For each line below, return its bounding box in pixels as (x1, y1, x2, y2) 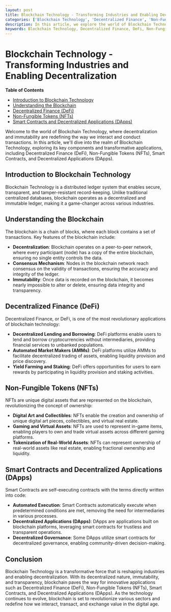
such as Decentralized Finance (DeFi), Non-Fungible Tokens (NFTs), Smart (5, 584, 162, 591)
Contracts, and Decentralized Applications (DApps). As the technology (5, 590, 153, 596)
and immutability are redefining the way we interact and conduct (5, 134, 141, 140)
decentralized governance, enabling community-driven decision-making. (12, 540, 166, 546)
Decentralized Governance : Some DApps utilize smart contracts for (12, 534, 156, 541)
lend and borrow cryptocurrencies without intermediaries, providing (12, 336, 155, 342)
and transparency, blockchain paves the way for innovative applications (5, 579, 156, 585)
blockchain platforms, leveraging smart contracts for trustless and (12, 524, 151, 530)
